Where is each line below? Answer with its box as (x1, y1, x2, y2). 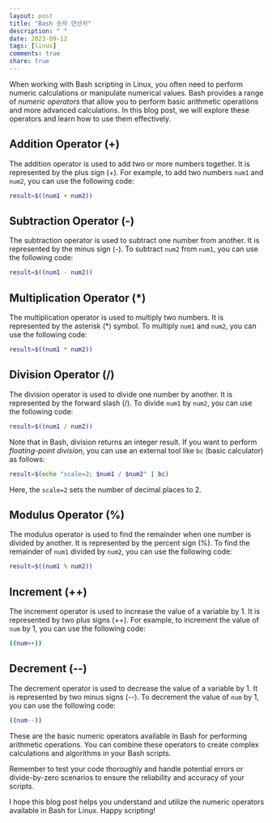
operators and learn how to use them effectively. (9, 114, 172, 123)
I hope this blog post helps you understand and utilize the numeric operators (9, 796, 265, 807)
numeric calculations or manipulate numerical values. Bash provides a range (9, 88, 264, 97)
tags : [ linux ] (9, 42, 57, 50)
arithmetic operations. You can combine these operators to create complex (9, 739, 260, 749)
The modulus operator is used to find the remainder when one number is (9, 529, 252, 539)
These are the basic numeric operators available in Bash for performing (9, 731, 248, 740)
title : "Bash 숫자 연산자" (9, 19, 92, 28)
